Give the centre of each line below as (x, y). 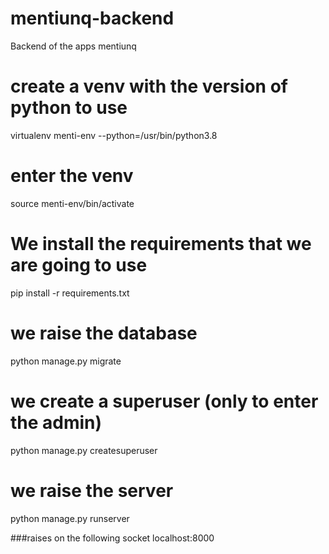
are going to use (79, 265)
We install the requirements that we (161, 244)
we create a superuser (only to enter (164, 401)
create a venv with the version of (149, 86)
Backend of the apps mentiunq (73, 46)
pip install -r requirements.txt (70, 293)
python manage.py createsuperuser (84, 450)
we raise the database (104, 333)
